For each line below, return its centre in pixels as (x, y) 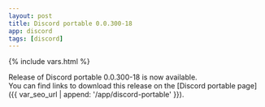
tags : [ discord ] (36, 39)
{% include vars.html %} (50, 62)
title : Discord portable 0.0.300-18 (70, 24)
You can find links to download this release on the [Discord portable (122, 86)
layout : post (30, 16)
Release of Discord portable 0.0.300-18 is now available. (103, 77)
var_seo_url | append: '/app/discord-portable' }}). (102, 95)
